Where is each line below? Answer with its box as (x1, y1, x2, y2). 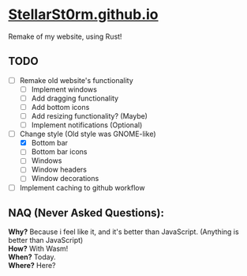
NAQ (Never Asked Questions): (8, 206, 164, 219)
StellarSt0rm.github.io (8, 6, 159, 24)
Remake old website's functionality (19, 75, 134, 85)
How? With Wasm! (8, 244, 69, 254)
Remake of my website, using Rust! (8, 32, 122, 41)
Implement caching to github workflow (19, 183, 145, 192)
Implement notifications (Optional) (31, 120, 143, 130)
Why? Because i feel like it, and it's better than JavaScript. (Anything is (8, 227, 239, 236)
